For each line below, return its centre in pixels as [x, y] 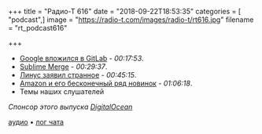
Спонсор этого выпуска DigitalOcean [70, 107]
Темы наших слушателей [62, 92]
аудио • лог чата [36, 122]
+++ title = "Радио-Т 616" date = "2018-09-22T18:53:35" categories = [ [125, 11]
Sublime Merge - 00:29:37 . [63, 67]
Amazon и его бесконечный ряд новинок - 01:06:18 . [106, 83]
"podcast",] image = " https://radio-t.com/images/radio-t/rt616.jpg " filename [131, 20]
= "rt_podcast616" [38, 28]
